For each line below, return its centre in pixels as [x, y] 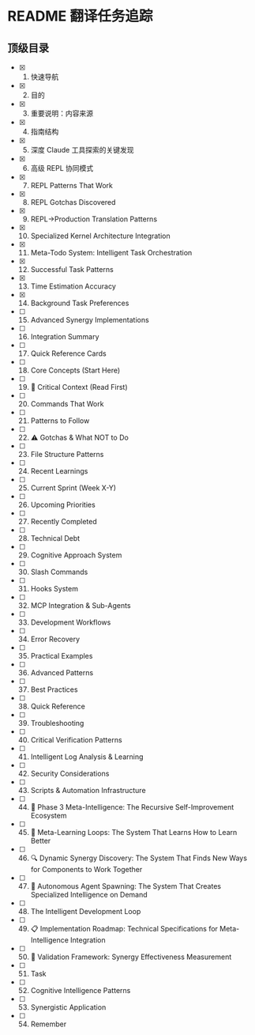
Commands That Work [67, 404]
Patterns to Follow [60, 421]
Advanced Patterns [62, 672]
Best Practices [54, 689]
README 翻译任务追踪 [80, 16]
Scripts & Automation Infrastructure [88, 790]
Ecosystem [49, 816]
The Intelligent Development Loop [86, 911]
